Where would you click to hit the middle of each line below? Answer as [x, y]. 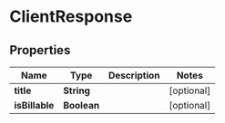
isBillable [34, 105]
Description [134, 76]
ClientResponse [71, 17]
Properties [40, 50]
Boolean [82, 105]
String [77, 90]
